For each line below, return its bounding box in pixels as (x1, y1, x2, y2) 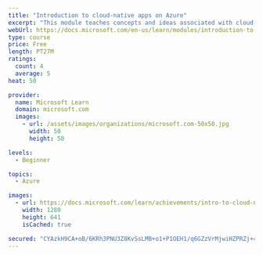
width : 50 (28, 127, 61, 135)
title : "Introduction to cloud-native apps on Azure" (8, 11, 188, 20)
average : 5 (15, 70, 51, 77)
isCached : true (22, 221, 72, 228)
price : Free (8, 41, 47, 48)
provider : (8, 91, 41, 99)
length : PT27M (8, 48, 55, 56)
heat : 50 (8, 77, 37, 84)
